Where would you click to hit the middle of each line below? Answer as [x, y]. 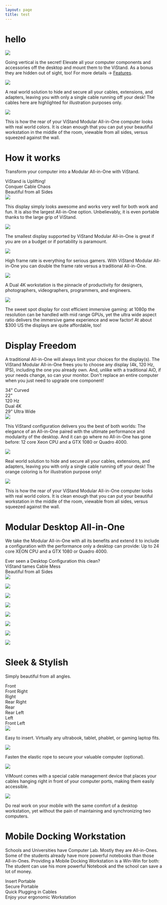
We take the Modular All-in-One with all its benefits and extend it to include [82, 541]
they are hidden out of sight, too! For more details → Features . [69, 73]
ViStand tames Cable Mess [33, 566]
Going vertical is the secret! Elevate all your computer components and [78, 62]
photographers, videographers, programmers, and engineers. [68, 290]
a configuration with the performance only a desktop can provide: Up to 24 [82, 546]
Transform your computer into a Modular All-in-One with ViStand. [72, 172]
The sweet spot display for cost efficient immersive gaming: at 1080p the [80, 309]
